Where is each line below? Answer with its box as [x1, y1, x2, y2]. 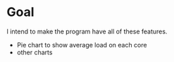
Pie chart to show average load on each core [16, 40, 147, 49]
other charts [16, 48, 53, 56]
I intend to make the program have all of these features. [6, 27, 168, 36]
